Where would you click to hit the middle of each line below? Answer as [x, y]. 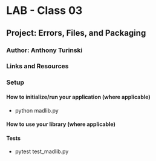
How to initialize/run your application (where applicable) [78, 97]
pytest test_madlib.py [42, 151]
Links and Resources [37, 66]
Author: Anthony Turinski [44, 50]
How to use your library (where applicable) [61, 124]
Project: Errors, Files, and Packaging [76, 33]
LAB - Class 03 [44, 11]
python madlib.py [37, 110]
